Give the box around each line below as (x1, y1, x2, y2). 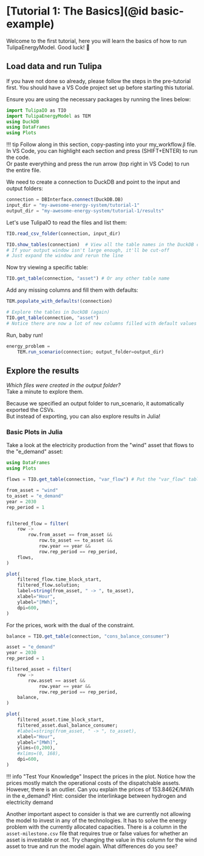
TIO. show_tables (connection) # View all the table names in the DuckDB (6, 241, 194, 248)
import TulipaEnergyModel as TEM (6, 113, 91, 119)
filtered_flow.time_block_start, (17, 576, 102, 583)
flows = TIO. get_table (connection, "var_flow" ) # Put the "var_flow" (6, 476, 186, 483)
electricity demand (6, 798, 53, 806)
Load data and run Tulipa (6, 61, 102, 72)
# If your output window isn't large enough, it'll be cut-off (6, 247, 170, 253)
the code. (6, 153, 30, 161)
